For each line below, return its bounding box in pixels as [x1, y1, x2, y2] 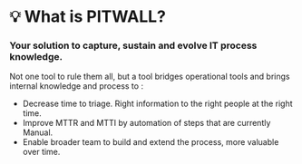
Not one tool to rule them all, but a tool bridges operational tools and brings [9, 71, 290, 82]
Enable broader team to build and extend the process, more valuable [22, 137, 279, 148]
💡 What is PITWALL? [9, 6, 166, 27]
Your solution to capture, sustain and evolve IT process [9, 39, 258, 52]
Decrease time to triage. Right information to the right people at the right [22, 98, 293, 110]
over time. [22, 147, 61, 158]
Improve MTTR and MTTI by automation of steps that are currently [22, 118, 271, 129]
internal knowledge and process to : [9, 81, 143, 92]
